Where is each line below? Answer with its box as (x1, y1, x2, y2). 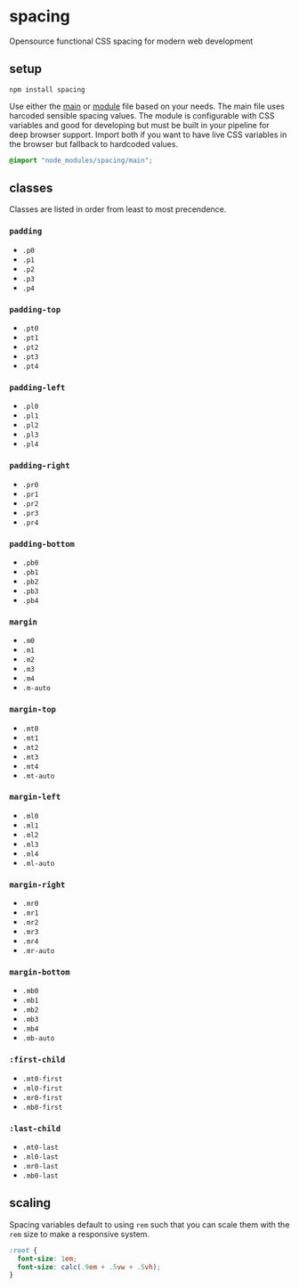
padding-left (9, 382, 66, 393)
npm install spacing (9, 85, 86, 94)
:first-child (9, 1055, 66, 1065)
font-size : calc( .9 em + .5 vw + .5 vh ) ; (17, 1262, 162, 1271)
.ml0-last (21, 1153, 60, 1162)
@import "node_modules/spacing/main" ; (9, 156, 153, 165)
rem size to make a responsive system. (9, 1228, 149, 1239)
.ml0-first (21, 1084, 63, 1093)
